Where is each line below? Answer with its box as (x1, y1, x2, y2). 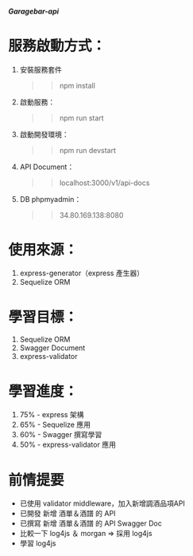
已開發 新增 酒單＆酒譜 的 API (19, 509, 116, 519)
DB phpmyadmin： (19, 194, 82, 203)
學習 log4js (19, 538, 56, 548)
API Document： (19, 162, 75, 172)
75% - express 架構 (19, 410, 84, 420)
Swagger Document (19, 343, 86, 353)
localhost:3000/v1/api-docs (59, 178, 150, 187)
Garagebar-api (8, 6, 60, 16)
